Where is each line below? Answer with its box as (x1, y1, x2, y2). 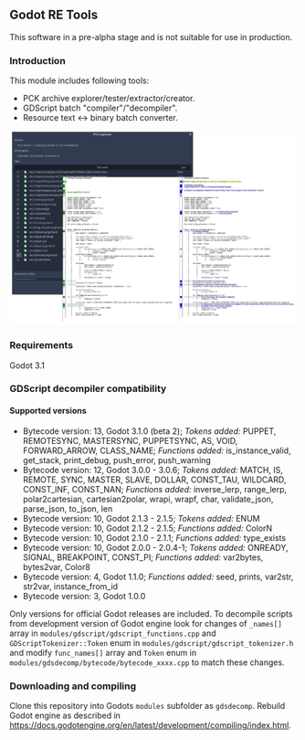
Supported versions (9, 406, 87, 417)
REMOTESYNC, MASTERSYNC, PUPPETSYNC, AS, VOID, (22, 435, 238, 446)
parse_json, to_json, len (22, 502, 113, 514)
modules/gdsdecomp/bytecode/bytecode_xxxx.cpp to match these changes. (9, 657, 285, 668)
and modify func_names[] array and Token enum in (9, 647, 197, 658)
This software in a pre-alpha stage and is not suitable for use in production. (9, 31, 293, 42)
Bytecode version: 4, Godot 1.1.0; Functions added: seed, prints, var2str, (22, 571, 294, 582)
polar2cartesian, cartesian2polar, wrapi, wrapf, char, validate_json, (22, 493, 274, 504)
